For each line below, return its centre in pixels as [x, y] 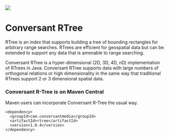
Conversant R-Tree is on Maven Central [55, 92]
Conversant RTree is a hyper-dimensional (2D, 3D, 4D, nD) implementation [83, 62]
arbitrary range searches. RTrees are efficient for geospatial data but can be [85, 47]
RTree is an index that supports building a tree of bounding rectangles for [82, 42]
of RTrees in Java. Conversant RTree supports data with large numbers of [82, 68]
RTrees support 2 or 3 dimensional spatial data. [55, 78]
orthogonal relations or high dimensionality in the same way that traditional [83, 73]
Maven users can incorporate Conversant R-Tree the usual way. [72, 103]
